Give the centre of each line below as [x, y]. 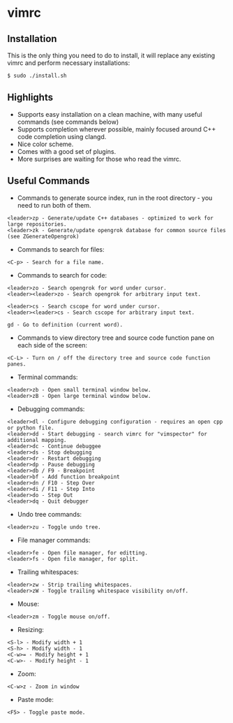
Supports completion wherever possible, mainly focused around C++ [116, 129]
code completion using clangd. [62, 136]
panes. [17, 364]
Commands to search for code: [62, 275]
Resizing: [30, 629]
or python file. [31, 428]
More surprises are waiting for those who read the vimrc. [99, 159]
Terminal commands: [47, 377]
